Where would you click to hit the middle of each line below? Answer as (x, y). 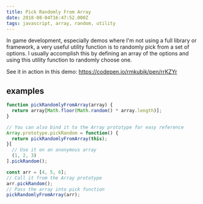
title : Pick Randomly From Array (49, 12)
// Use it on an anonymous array (54, 150)
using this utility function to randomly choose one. (69, 60)
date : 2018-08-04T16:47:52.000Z (47, 18)
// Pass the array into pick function (55, 189)
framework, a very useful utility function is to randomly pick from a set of (98, 47)
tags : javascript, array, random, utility (61, 23)
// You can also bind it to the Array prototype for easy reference (95, 127)
